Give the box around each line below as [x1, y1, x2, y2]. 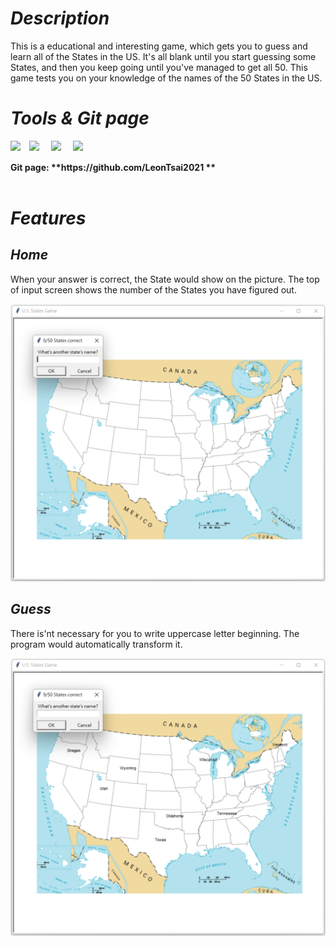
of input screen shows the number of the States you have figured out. [10, 283, 297, 296]
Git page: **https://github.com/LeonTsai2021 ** [10, 161, 217, 173]
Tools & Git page [10, 107, 150, 130]
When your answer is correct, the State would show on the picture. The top [10, 273, 320, 285]
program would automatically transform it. [10, 638, 183, 650]
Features [10, 207, 87, 230]
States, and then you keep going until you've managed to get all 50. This [10, 61, 308, 73]
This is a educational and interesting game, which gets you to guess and [10, 40, 308, 52]
